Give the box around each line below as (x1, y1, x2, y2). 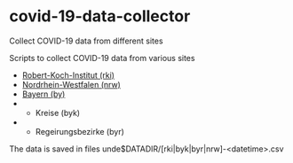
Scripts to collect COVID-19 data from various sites (9, 52, 195, 63)
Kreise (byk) (35, 107, 81, 118)
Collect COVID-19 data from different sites (9, 35, 163, 46)
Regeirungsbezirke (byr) (35, 126, 124, 136)
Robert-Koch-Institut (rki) (21, 69, 115, 81)
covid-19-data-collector (9, 6, 191, 27)
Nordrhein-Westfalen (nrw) (21, 79, 122, 89)
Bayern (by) (21, 89, 66, 99)
